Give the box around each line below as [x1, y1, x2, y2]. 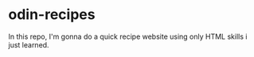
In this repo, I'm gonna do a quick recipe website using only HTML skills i [8, 32, 248, 41]
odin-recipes [8, 6, 96, 24]
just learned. [8, 40, 49, 49]
